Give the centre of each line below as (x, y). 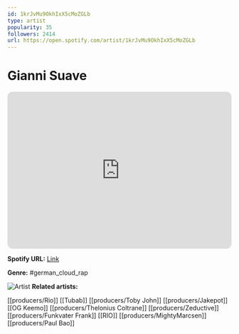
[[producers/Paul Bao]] (41, 323)
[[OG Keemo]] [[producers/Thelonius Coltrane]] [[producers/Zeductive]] (113, 308)
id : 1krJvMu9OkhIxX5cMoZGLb (49, 14)
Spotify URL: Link (33, 259)
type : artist (27, 21)
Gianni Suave (47, 76)
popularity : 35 (30, 27)
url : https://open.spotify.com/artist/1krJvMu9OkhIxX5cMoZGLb (101, 41)
